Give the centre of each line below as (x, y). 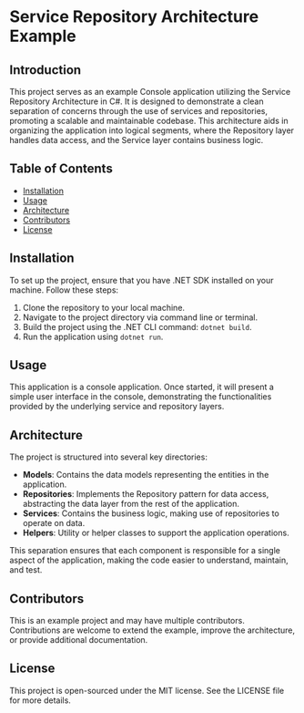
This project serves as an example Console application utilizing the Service (150, 92)
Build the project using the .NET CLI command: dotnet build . (137, 326)
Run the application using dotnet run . (93, 336)
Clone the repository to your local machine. (103, 307)
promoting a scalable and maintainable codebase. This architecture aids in (149, 121)
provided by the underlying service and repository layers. (117, 407)
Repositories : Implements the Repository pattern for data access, (146, 494)
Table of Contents (61, 169)
